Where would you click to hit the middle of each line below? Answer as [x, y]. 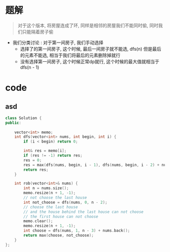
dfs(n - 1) [30, 67]
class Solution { [24, 118]
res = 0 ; [33, 160]
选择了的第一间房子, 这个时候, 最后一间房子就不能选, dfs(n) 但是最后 [91, 49]
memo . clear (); [38, 221]
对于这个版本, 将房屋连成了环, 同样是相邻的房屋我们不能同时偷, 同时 [88, 25]
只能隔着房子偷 [38, 31]
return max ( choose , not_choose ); [59, 236]
